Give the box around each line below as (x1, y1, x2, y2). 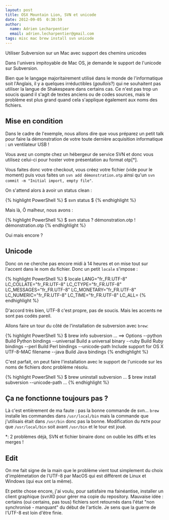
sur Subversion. (5, 65, 38, 71)
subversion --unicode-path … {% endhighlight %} (5, 379, 110, 385)
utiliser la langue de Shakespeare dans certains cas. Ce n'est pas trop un (5, 86, 158, 92)
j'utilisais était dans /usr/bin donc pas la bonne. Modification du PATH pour (5, 419, 161, 425)
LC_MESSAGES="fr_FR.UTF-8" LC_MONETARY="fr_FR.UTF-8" (5, 287, 137, 293)
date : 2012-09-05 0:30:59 (5, 17, 62, 22)
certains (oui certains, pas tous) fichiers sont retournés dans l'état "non (5, 499, 155, 505)
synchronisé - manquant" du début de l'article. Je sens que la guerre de (5, 504, 156, 510)
